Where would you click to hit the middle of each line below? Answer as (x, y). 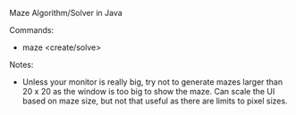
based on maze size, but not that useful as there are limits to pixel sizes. (155, 101)
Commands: (32, 30)
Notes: (21, 65)
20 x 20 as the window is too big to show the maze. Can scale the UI (148, 91)
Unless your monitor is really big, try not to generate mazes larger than (152, 82)
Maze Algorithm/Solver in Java (66, 13)
